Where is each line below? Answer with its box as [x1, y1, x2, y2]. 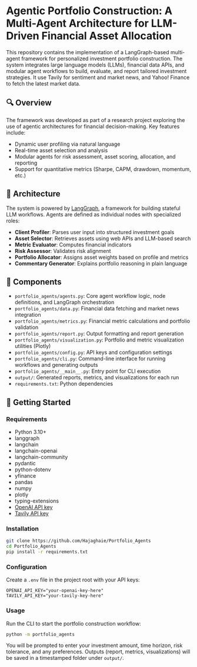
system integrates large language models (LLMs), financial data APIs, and [6, 61, 185, 68]
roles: [6, 217, 20, 224]
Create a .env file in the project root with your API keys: [6, 576, 140, 583]
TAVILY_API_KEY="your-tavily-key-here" [6, 593, 104, 599]
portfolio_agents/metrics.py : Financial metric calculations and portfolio [14, 317, 190, 325]
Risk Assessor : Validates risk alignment [14, 247, 111, 254]
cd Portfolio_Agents [6, 544, 57, 550]
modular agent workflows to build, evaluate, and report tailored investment [6, 67, 187, 74]
